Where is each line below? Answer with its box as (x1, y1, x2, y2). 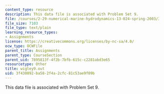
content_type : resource (5, 7, 54, 12)
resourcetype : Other (5, 62, 47, 67)
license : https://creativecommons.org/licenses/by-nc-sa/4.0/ (5, 39, 134, 44)
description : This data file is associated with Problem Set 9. (5, 12, 139, 17)
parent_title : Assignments (5, 48, 60, 53)
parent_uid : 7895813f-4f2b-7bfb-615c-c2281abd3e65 (5, 57, 110, 62)
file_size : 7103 (5, 21, 38, 26)
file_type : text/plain (5, 25, 51, 30)
